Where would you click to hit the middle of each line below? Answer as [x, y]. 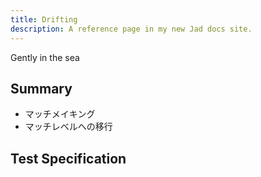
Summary [41, 88]
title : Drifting [44, 19]
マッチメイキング [60, 114]
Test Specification [68, 158]
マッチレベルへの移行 [68, 127]
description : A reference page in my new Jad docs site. [131, 29]
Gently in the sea [45, 57]
